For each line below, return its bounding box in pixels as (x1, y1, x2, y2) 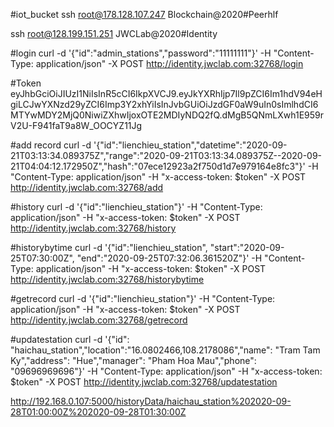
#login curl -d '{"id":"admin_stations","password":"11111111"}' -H (10, 47, 272, 59)
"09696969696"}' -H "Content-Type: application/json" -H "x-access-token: (10, 365, 323, 377)
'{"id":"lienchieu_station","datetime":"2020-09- (93, 139, 288, 151)
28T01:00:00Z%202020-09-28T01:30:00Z (10, 406, 187, 418)
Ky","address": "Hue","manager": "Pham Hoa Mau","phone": (10, 355, 257, 366)
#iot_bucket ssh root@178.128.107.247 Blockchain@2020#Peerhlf (10, 9, 279, 20)
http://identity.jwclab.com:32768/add (10, 182, 164, 193)
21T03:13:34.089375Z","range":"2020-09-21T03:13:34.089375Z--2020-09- (10, 150, 323, 161)
